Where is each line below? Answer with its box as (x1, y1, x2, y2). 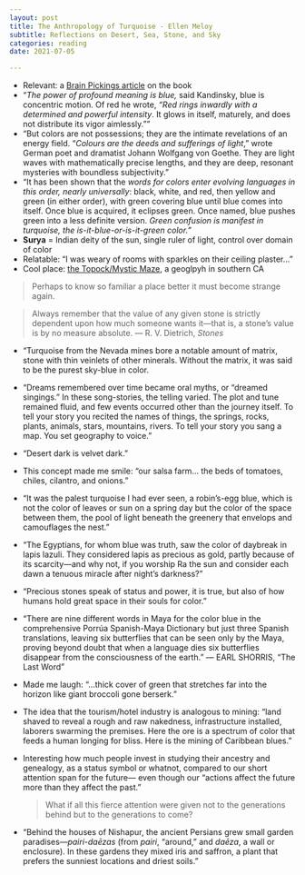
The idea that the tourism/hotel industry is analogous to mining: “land (22, 706, 281, 718)
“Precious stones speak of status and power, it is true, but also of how (22, 586, 285, 597)
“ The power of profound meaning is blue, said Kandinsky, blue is (22, 90, 265, 101)
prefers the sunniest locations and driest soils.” (22, 856, 199, 867)
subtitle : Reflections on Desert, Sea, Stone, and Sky (9, 30, 221, 39)
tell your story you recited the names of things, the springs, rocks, (22, 411, 270, 423)
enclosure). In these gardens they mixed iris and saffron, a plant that (22, 846, 279, 857)
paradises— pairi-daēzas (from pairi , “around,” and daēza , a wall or (22, 837, 275, 848)
